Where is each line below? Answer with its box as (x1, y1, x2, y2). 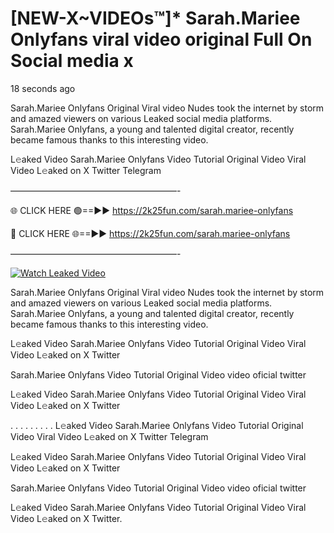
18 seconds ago (10, 82, 76, 94)
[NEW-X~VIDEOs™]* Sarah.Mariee (10, 7, 301, 30)
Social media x (10, 50, 134, 72)
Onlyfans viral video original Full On (10, 28, 313, 51)
